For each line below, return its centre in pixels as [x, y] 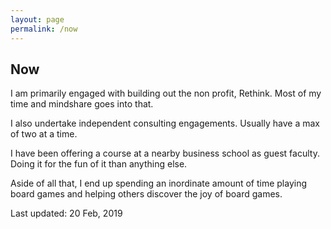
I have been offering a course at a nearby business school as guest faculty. [165, 153]
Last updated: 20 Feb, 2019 [66, 213]
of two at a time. [44, 134]
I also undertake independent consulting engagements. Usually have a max [165, 123]
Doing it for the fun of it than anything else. [99, 164]
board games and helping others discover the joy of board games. [146, 194]
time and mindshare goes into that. [82, 104]
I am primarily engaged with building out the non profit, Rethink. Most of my [166, 93]
